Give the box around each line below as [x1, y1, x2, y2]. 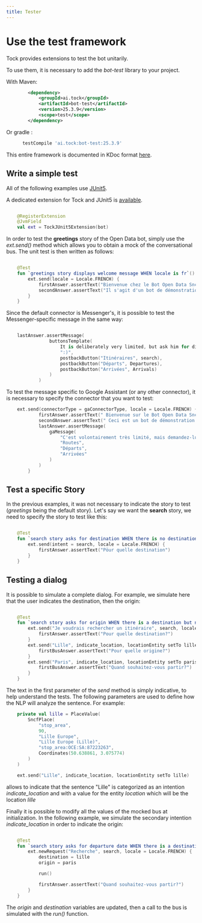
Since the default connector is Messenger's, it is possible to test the [6, 309, 175, 317]
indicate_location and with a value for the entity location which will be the [6, 789, 189, 797]
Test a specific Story [6, 485, 85, 495]
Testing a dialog [6, 575, 67, 585]
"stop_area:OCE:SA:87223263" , [38, 745, 114, 751]
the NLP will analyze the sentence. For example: [6, 700, 125, 706]
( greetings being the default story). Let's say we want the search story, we [6, 507, 191, 514]
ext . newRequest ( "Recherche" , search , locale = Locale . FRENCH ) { [28, 848, 192, 855]
